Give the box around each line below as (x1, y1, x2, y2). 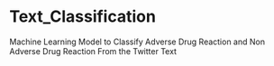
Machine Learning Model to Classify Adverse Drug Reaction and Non (9, 36, 266, 47)
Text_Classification (9, 6, 156, 27)
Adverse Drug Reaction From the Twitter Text (9, 45, 178, 56)
